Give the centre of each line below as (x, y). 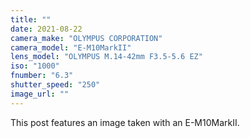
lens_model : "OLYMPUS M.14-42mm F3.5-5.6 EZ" (106, 57)
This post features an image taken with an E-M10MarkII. (125, 122)
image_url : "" (40, 94)
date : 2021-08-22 (46, 29)
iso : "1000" (35, 66)
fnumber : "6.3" (42, 76)
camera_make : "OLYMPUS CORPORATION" (86, 38)
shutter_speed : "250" (55, 85)
